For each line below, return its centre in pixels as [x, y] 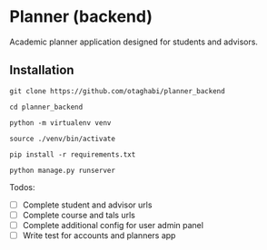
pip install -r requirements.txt [73, 154]
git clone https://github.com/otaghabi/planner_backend [117, 91]
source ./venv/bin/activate [63, 139]
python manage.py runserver [63, 170]
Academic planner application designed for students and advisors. [134, 42]
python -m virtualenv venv [60, 123]
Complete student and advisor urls [87, 205]
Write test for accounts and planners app [99, 235]
